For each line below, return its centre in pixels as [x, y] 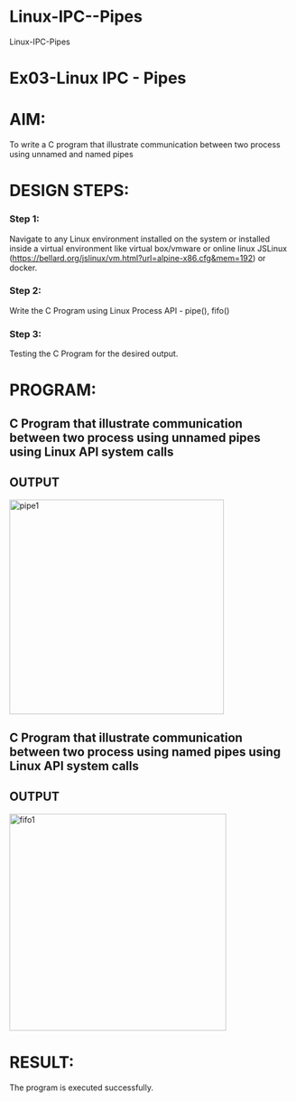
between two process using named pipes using [145, 752]
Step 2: [26, 291]
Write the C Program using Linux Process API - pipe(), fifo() [120, 310]
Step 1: [24, 219]
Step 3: [26, 334]
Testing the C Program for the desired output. [94, 353]
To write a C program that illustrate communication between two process [145, 145]
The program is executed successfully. [81, 1088]
